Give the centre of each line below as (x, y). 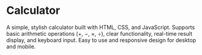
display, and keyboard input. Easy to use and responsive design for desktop (101, 40)
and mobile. (21, 47)
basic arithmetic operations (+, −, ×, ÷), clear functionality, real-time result (99, 33)
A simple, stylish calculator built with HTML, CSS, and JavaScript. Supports (101, 27)
